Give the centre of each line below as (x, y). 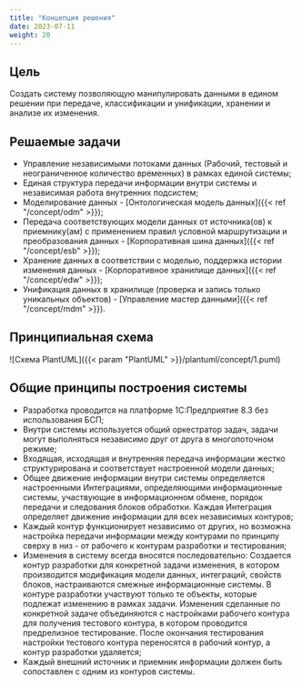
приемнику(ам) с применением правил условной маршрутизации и (155, 231)
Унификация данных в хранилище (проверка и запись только (141, 289)
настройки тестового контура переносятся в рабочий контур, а (146, 642)
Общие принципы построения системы (128, 388)
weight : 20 (30, 35)
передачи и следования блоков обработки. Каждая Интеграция (147, 507)
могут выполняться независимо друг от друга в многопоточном (148, 439)
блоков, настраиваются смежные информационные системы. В (147, 584)
